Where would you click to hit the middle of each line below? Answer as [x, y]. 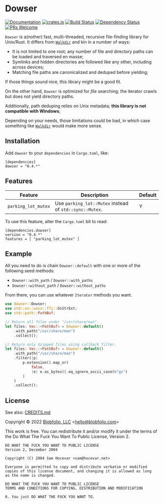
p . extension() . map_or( [46, 363]
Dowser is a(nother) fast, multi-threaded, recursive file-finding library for [77, 37]
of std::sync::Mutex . [79, 209]
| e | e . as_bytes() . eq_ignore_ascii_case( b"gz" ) [79, 372]
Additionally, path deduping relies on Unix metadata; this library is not [76, 106]
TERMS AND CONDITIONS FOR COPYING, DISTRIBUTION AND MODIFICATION [74, 488]
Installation [22, 141]
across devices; [28, 67]
